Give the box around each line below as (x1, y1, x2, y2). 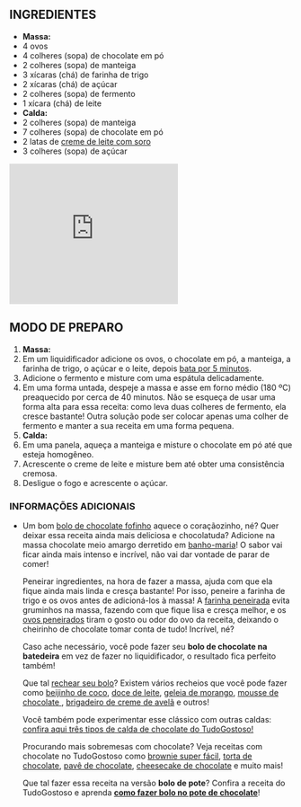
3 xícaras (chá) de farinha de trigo (22, 69, 149, 80)
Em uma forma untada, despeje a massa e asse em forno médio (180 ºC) (22, 382, 292, 393)
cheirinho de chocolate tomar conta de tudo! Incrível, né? (22, 624, 235, 634)
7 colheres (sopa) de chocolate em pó (22, 126, 164, 137)
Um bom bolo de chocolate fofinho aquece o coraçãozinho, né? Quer (22, 520, 279, 531)
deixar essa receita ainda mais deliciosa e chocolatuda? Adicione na (22, 529, 276, 540)
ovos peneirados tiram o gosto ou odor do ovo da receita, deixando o (22, 614, 279, 625)
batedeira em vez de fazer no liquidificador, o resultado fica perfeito (22, 651, 277, 661)
